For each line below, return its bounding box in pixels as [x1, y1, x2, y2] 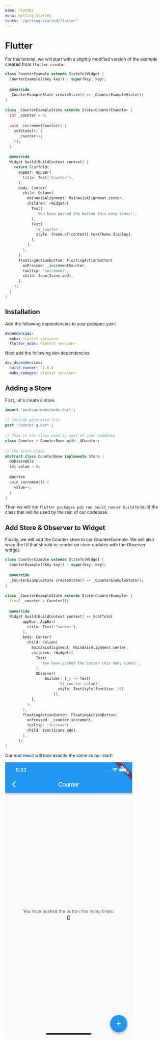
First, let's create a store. [5, 397, 55, 403]
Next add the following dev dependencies [5, 350, 90, 356]
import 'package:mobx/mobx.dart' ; [5, 407, 76, 412]
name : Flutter [5, 8, 34, 13]
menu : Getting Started [5, 13, 52, 18]
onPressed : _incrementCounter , [23, 263, 87, 268]
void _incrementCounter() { [9, 123, 67, 129]
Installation [5, 308, 40, 316]
